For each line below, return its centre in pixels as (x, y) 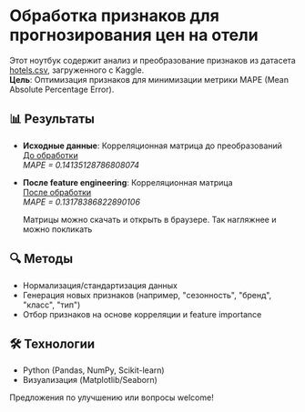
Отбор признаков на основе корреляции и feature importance (142, 314)
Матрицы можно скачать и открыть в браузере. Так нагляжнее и (149, 219)
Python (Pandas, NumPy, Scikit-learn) (94, 370)
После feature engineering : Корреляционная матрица (127, 182)
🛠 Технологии (52, 343)
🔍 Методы (41, 259)
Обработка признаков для (115, 16)
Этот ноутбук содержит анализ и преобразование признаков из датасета (152, 60)
